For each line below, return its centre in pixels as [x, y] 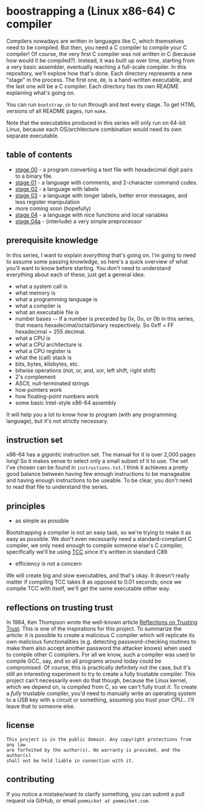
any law [16, 745]
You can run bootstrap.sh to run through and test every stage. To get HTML [101, 104]
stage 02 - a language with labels [57, 189]
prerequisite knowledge [52, 241]
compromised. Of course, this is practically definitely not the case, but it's [99, 667]
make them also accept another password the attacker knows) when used [99, 648]
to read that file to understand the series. [57, 487]
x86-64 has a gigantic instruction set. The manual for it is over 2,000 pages [101, 455]
